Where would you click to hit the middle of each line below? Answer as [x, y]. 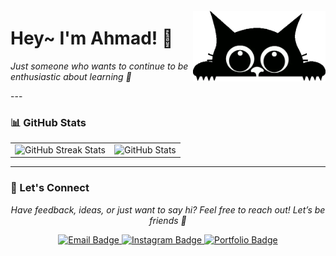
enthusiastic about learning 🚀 [71, 76]
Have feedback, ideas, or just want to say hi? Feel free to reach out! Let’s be [168, 209]
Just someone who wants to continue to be [99, 66]
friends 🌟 [168, 220]
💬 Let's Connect [50, 188]
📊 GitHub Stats [48, 122]
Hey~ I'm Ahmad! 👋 [92, 38]
